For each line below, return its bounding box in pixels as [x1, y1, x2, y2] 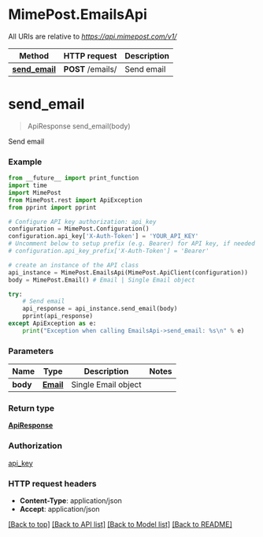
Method [19, 50, 50, 61]
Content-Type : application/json [19, 495, 122, 505]
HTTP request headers [8, 478, 97, 489]
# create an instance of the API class [8, 261, 139, 269]
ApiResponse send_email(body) [27, 121, 131, 131]
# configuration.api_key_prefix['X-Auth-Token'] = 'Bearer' [8, 247, 210, 255]
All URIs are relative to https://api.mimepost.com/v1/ [8, 32, 177, 41]
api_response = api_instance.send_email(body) [22, 305, 178, 313]
